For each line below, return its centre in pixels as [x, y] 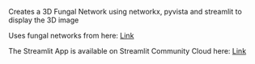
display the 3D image [44, 20]
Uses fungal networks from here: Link [71, 36]
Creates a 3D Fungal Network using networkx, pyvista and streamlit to [125, 12]
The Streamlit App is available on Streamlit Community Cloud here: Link [127, 51]
